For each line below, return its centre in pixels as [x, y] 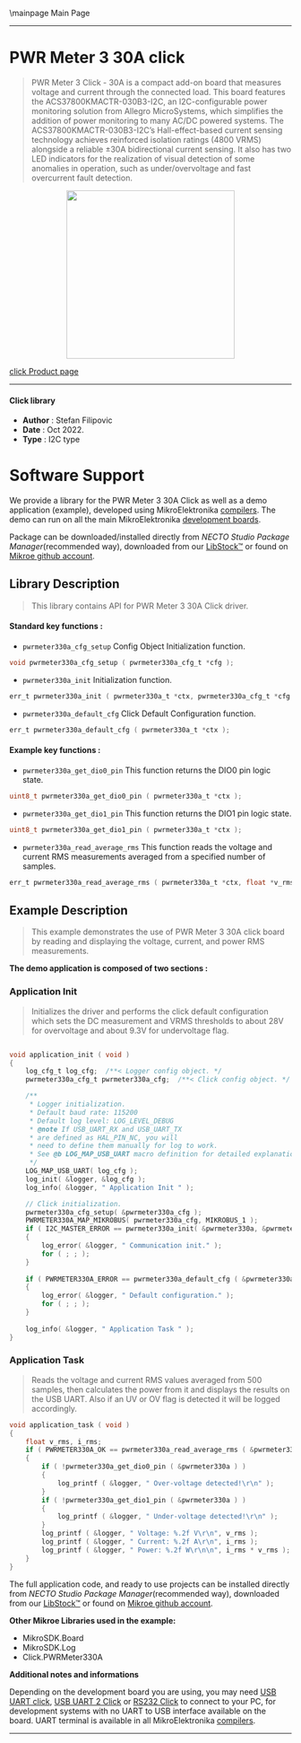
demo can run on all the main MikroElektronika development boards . [135, 520]
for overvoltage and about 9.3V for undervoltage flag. [130, 1030]
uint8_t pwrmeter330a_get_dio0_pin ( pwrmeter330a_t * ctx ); [126, 796]
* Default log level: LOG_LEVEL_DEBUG [102, 1121]
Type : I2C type [51, 440]
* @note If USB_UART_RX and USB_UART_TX [105, 1129]
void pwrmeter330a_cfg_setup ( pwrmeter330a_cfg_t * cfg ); [122, 663]
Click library [33, 400]
